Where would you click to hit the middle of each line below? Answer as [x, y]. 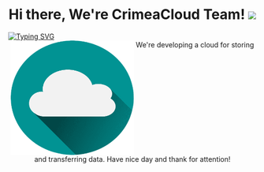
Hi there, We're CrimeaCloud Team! [127, 15]
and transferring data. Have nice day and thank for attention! [132, 159]
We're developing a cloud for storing [195, 44]
